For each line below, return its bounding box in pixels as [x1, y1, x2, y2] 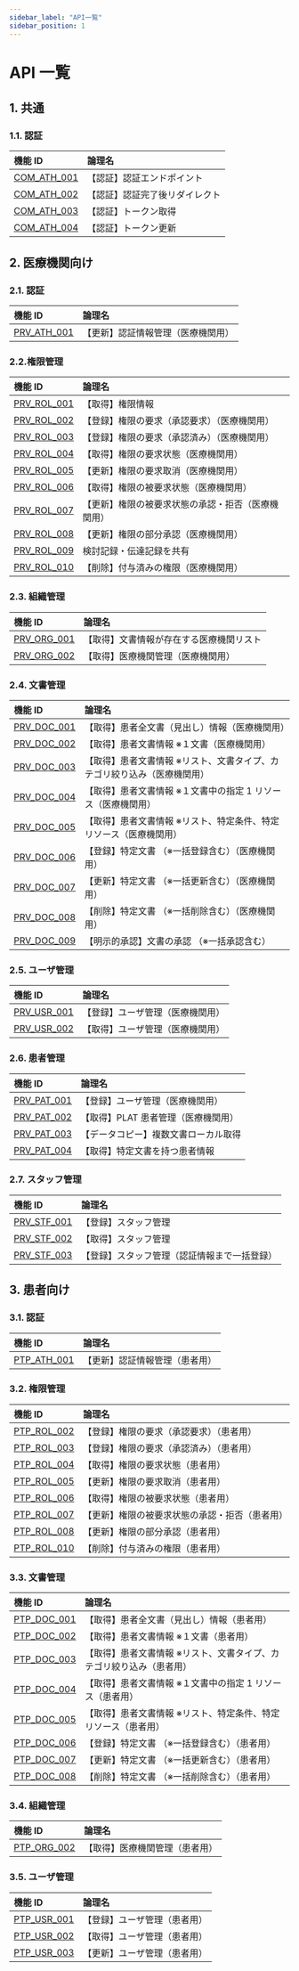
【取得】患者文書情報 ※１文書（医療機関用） [84, 737, 271, 750]
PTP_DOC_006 [13, 1737, 77, 1749]
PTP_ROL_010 [13, 1542, 75, 1554]
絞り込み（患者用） [110, 1660, 192, 1673]
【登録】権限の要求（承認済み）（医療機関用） [82, 431, 274, 444]
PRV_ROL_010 [13, 561, 74, 574]
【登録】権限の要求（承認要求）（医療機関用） [82, 415, 274, 428]
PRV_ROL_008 [13, 527, 74, 540]
